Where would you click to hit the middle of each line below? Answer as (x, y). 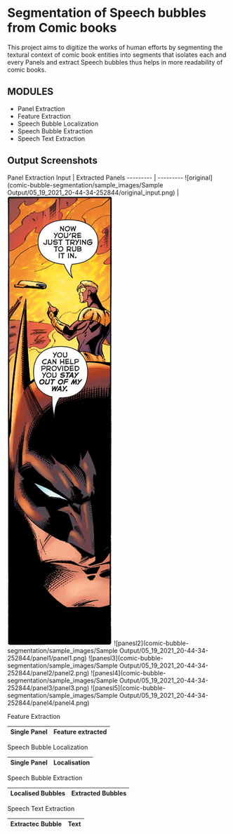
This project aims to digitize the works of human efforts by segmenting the (115, 47)
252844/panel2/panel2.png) (48, 673)
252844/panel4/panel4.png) (48, 703)
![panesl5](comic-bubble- (128, 688)
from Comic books (62, 28)
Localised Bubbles (38, 793)
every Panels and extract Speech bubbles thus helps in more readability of (115, 62)
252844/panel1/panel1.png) (47, 658)
